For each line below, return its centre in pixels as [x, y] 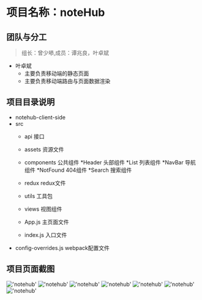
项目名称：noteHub [56, 13]
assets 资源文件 [44, 149]
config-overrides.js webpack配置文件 [62, 247]
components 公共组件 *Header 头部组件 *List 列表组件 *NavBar [104, 162]
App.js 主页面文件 [47, 222]
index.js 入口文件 [46, 235]
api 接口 [34, 136]
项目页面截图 [31, 269]
